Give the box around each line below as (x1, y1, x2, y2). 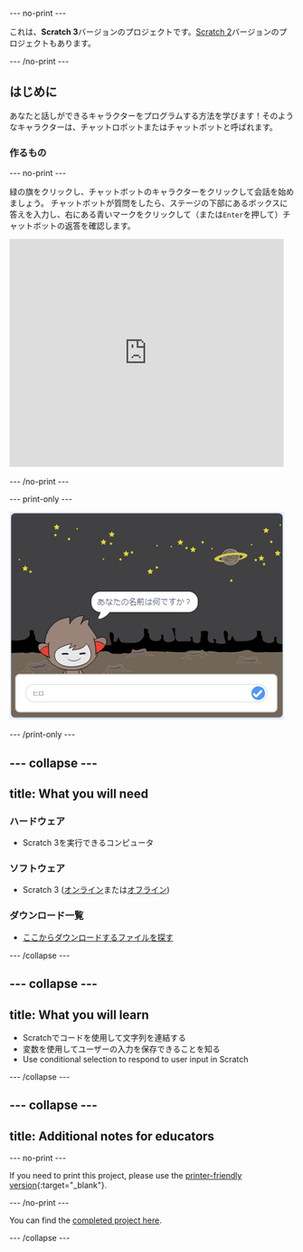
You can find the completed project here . (9, 1215, 163, 1226)
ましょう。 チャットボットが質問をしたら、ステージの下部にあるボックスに (9, 198, 289, 209)
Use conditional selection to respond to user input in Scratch (22, 1053, 249, 1064)
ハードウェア (9, 815, 66, 827)
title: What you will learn (9, 1007, 149, 1022)
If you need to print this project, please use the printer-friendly (9, 1170, 242, 1181)
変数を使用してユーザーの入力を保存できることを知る (22, 1043, 221, 1054)
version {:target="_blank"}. (9, 1179, 108, 1191)
